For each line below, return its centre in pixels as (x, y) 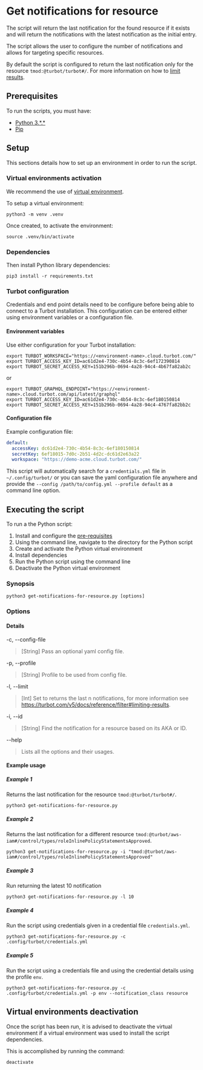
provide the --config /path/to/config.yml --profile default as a (89, 484)
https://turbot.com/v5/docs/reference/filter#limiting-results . (96, 705)
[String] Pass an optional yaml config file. (72, 651)
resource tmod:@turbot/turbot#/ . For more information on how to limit (93, 70)
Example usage (26, 765)
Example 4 (20, 910)
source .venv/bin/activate (40, 237)
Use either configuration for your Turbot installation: (71, 345)
